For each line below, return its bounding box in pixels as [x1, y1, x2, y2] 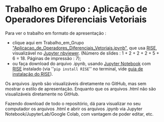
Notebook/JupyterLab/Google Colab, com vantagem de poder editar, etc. [5, 111, 154, 117]
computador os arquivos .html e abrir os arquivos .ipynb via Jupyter [5, 106, 143, 112]
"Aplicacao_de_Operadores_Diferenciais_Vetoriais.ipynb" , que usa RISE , [12, 45, 158, 51]
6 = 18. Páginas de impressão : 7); [12, 55, 81, 61]
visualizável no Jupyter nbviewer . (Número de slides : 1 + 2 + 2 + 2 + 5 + [12, 50, 160, 56]
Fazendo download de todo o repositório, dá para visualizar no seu [5, 100, 141, 106]
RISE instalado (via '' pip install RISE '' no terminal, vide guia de [12, 65, 143, 72]
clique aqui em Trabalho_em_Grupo [12, 39, 84, 45]
